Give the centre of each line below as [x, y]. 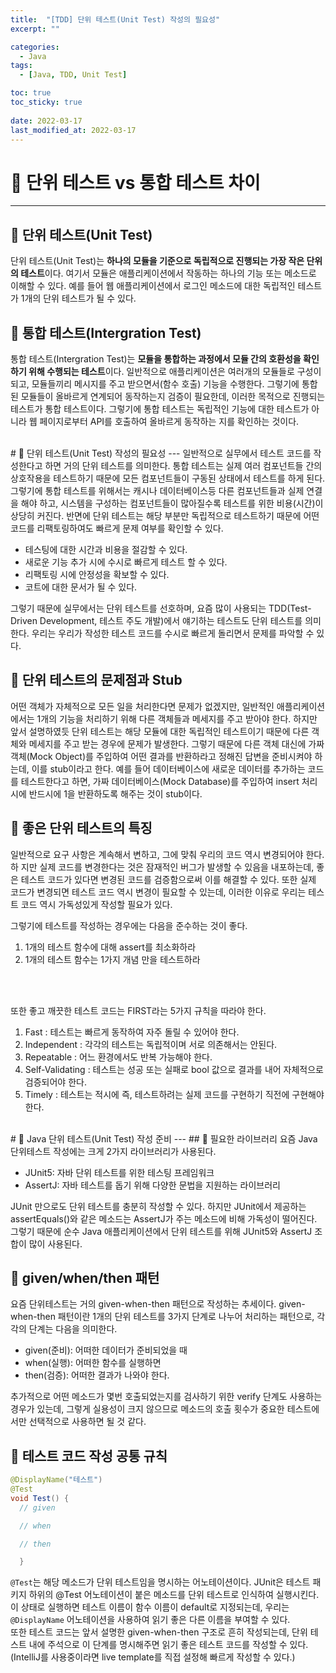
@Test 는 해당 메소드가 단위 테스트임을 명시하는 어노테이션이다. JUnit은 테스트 [160, 1582]
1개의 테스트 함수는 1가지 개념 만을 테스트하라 [112, 959]
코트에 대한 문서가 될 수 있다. [81, 587]
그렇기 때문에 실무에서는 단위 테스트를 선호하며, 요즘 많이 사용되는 [138, 608]
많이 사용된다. [55, 1243]
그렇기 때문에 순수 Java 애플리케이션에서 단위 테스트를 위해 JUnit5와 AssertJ [161, 1231]
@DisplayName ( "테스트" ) [56, 1480]
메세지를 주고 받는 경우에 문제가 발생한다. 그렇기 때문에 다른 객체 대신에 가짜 [176, 743]
